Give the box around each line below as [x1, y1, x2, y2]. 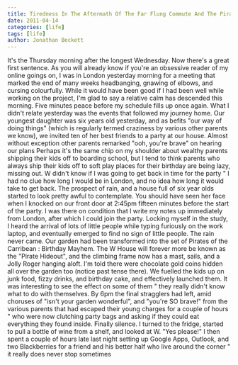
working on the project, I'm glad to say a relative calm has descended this [7, 94, 223, 103]
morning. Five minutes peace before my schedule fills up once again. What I [7, 101, 229, 110]
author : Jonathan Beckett [7, 37, 84, 44]
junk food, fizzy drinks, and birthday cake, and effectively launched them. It [7, 274, 228, 283]
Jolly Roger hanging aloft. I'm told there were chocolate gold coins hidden [7, 259, 223, 268]
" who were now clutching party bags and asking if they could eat [7, 313, 200, 321]
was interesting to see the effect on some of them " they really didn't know [7, 282, 225, 291]
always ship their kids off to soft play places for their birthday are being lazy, [7, 162, 230, 170]
